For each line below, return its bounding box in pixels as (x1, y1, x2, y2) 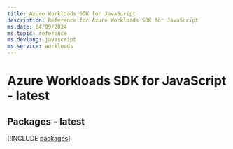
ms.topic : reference (7, 29, 68, 37)
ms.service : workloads (7, 43, 73, 50)
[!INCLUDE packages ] (7, 134, 71, 142)
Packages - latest (7, 115, 85, 127)
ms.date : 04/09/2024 (7, 23, 68, 30)
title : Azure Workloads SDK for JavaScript (7, 10, 136, 17)
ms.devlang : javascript (7, 36, 77, 43)
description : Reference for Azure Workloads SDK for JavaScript (7, 17, 199, 24)
